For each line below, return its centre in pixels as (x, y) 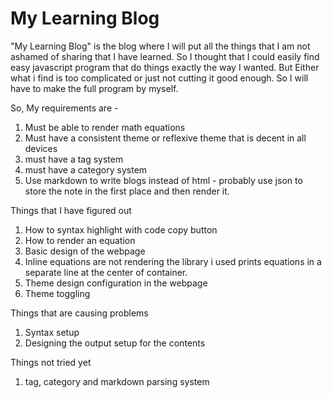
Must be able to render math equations (105, 127)
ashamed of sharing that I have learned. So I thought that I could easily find (165, 56)
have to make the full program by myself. (94, 88)
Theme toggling (57, 293)
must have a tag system (74, 159)
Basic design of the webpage (85, 251)
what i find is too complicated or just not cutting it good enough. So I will (159, 78)
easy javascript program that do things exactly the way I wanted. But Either (165, 67)
